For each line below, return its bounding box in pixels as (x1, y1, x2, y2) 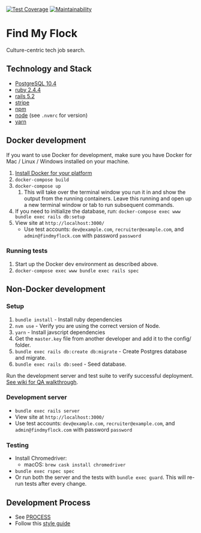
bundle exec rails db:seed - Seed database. (14, 360, 127, 368)
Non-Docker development (6, 284, 106, 294)
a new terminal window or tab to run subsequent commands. (23, 201, 175, 208)
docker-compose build (14, 177, 69, 183)
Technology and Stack (6, 64, 92, 74)
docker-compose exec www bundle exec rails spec (14, 267, 139, 274)
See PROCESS (14, 513, 51, 520)
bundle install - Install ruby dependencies (14, 315, 122, 323)
